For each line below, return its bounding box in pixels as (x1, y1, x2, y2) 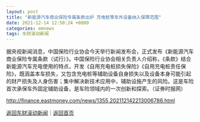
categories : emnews (6, 25, 55, 32)
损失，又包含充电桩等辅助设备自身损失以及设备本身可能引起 (45, 70, 192, 77)
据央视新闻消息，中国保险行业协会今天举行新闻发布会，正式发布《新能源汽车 (6, 48, 194, 55)
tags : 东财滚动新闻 (6, 31, 49, 37)
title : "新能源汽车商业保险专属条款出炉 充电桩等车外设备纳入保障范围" (6, 14, 162, 20)
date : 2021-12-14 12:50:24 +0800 (6, 20, 89, 26)
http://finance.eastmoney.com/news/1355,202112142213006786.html (6, 97, 176, 104)
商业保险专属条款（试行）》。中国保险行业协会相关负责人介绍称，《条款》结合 (6, 55, 192, 62)
